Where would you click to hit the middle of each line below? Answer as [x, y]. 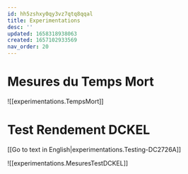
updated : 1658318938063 [42, 34]
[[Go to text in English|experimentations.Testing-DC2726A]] [94, 149]
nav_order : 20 [28, 47]
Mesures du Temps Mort [81, 82]
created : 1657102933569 [42, 40]
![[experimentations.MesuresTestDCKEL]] [68, 163]
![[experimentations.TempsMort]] [55, 101]
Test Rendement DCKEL [79, 130]
